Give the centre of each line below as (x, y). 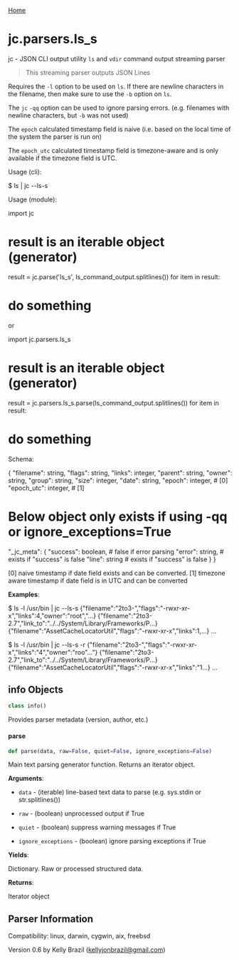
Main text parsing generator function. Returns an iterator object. (102, 764)
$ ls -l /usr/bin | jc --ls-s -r (47, 645)
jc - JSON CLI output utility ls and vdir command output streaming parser (117, 58)
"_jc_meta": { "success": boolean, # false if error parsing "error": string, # (116, 551)
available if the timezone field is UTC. (63, 158)
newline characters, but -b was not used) (68, 115)
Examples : (24, 594)
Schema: (21, 459)
